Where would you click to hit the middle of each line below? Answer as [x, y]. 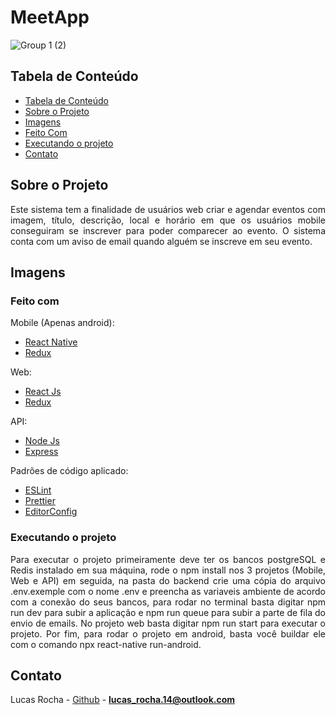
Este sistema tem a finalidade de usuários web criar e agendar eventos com [168, 209]
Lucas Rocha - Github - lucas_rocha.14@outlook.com [123, 700]
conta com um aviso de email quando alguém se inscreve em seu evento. [161, 241]
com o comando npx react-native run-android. [106, 644]
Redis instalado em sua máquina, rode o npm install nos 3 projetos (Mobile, [168, 570]
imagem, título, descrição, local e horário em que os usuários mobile [168, 220]
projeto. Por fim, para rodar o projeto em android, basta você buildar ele [168, 633]
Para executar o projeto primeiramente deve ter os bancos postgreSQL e [168, 559]
